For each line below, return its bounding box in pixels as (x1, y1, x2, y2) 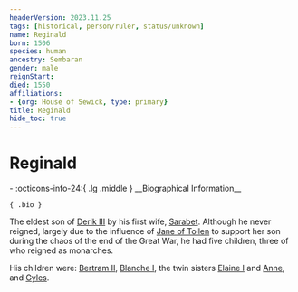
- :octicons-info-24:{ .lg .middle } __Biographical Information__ (9, 183, 242, 194)
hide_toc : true (9, 114, 67, 123)
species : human (9, 47, 67, 56)
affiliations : (9, 89, 63, 98)
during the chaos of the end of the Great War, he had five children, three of (9, 236, 289, 247)
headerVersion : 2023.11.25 (9, 13, 111, 23)
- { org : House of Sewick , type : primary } (9, 97, 168, 107)
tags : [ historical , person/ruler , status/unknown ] (9, 22, 205, 31)
